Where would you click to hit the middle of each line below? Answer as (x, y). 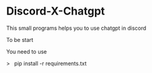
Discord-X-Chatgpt (56, 11)
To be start (20, 40)
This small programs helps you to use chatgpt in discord (76, 28)
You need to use (27, 51)
